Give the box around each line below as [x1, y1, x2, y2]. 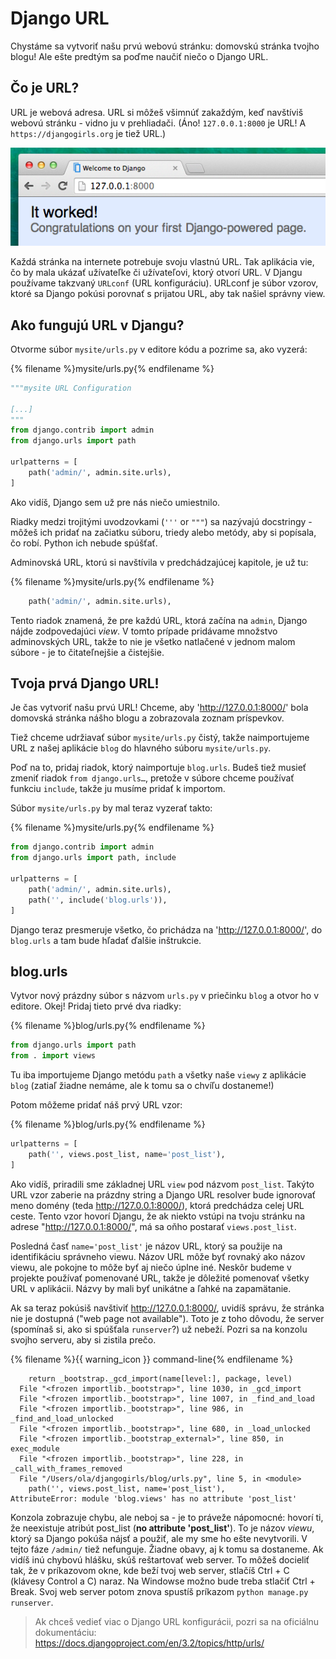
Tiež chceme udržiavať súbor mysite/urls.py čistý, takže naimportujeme [10, 732, 310, 744]
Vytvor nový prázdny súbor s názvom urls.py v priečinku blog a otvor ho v [10, 990, 320, 1002]
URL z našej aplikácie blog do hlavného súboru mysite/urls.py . [10, 742, 272, 754]
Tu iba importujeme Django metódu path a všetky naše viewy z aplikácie [10, 1069, 307, 1081]
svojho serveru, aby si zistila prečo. [10, 1333, 157, 1346]
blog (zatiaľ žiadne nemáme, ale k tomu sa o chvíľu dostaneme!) [10, 1080, 275, 1092]
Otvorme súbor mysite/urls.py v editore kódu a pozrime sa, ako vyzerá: [10, 343, 308, 355]
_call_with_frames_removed [10, 1463, 123, 1474]
